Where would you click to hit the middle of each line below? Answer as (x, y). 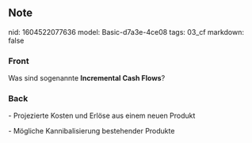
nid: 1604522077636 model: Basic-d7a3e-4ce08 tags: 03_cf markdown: (126, 32)
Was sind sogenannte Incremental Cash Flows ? (87, 78)
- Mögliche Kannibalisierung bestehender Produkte (92, 131)
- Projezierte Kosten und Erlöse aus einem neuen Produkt (102, 116)
